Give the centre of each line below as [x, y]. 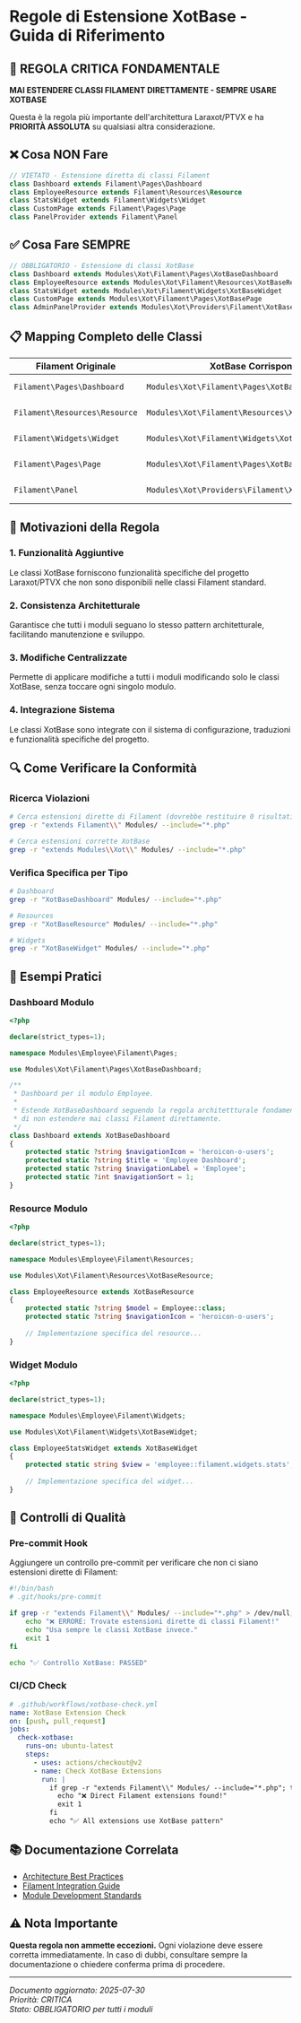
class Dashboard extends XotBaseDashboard [90, 1135]
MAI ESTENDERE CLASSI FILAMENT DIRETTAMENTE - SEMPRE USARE [143, 90]
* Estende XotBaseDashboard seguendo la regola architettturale [135, 1111]
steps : [38, 1755]
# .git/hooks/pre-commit [56, 1597]
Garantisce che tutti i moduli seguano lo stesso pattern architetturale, [137, 624]
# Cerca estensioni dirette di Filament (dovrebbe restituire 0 [132, 817]
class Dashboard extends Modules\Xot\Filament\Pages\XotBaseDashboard [144, 274]
